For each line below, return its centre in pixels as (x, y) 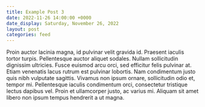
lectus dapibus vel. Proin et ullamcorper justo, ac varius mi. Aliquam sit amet (102, 91)
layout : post (23, 29)
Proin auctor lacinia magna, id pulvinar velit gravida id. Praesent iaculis (95, 52)
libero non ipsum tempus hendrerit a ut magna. (65, 98)
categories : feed (28, 35)
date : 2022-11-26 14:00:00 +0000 (49, 18)
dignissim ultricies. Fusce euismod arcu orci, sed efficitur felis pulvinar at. (99, 65)
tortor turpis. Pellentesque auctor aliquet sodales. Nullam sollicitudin (92, 59)
